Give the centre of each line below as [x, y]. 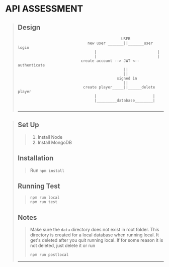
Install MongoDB [55, 142]
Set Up [28, 125]
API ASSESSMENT [44, 9]
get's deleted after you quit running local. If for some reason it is [97, 240]
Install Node [50, 137]
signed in [127, 78]
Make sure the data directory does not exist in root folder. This [95, 230]
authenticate [31, 65]
